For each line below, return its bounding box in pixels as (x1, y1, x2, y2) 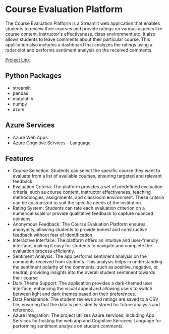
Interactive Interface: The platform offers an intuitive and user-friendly (12, 237, 158, 243)
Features (5, 154, 34, 162)
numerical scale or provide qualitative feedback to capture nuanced (12, 210, 154, 216)
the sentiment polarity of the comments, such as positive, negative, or (12, 264, 158, 270)
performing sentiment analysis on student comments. (12, 323, 124, 329)
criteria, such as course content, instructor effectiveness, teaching (12, 189, 151, 195)
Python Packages (5, 72, 62, 80)
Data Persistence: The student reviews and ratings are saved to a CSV (12, 296, 159, 302)
